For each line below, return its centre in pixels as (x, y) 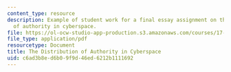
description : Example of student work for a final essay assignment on (112, 20)
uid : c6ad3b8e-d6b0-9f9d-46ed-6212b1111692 (70, 58)
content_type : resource (41, 13)
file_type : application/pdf (47, 39)
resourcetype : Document (41, 45)
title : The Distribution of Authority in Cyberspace (84, 52)
